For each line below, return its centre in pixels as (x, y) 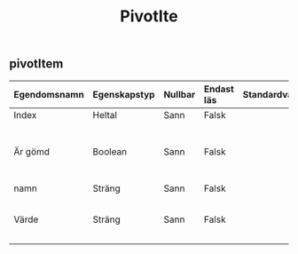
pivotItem (36, 64)
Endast (219, 89)
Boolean (110, 151)
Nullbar (180, 94)
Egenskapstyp (124, 94)
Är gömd (32, 151)
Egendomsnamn (49, 94)
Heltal (105, 115)
